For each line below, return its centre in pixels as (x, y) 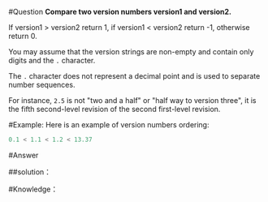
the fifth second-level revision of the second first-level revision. (115, 109)
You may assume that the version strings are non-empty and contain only (131, 52)
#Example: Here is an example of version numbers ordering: (109, 125)
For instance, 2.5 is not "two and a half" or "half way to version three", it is (132, 100)
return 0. (23, 36)
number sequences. (42, 85)
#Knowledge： (33, 189)
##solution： (30, 172)
